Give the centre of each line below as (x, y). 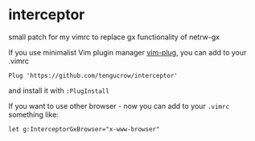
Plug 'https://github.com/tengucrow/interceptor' (93, 75)
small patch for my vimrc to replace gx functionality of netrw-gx (114, 37)
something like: (33, 115)
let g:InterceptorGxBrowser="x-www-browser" (84, 129)
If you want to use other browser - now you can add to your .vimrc (119, 106)
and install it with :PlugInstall (59, 91)
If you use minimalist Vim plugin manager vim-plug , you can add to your (127, 52)
